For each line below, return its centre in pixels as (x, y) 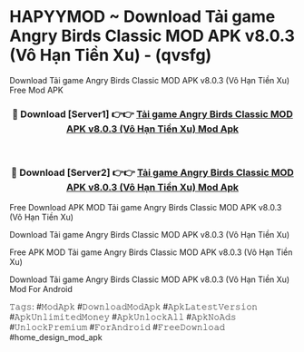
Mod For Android (41, 288)
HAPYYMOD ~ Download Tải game (142, 17)
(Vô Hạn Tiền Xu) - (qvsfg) (111, 55)
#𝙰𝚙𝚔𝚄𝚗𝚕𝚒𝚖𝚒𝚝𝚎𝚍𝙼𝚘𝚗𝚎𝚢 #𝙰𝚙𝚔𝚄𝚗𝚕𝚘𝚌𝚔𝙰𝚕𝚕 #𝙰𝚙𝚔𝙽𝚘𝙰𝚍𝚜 (123, 317)
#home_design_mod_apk (56, 337)
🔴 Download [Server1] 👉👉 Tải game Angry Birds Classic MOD (152, 113)
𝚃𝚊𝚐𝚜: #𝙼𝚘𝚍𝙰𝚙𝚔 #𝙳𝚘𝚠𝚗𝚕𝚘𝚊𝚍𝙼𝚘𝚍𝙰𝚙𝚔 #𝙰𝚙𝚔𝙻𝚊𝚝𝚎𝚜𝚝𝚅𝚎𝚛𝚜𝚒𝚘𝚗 (134, 307)
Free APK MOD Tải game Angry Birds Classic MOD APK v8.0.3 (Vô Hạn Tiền (151, 252)
